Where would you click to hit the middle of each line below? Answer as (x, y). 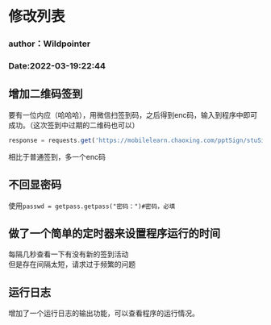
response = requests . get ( (52, 140)
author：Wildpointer (50, 44)
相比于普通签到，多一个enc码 (57, 156)
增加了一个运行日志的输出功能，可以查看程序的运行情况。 (104, 313)
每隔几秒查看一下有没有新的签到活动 (69, 254)
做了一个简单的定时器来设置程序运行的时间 (114, 233)
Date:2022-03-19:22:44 (57, 66)
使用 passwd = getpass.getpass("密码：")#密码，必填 (92, 206)
